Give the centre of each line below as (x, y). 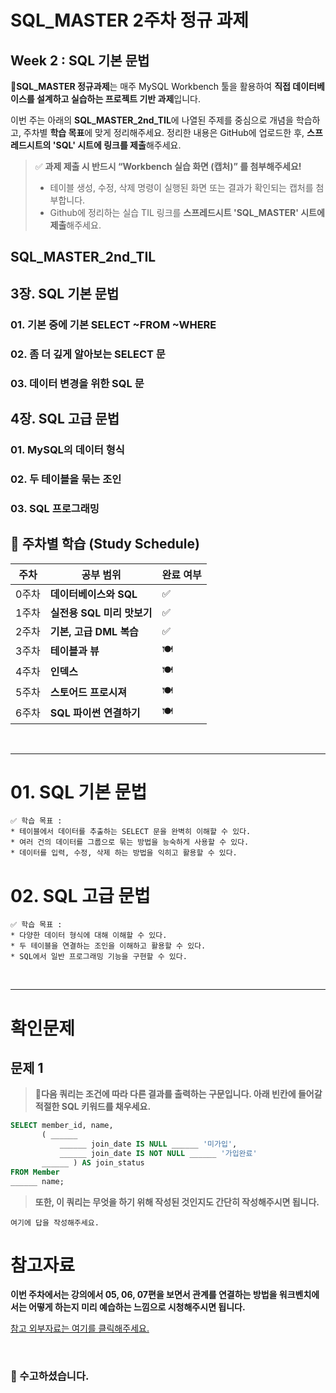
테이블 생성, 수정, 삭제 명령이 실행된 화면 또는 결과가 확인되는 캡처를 (181, 187)
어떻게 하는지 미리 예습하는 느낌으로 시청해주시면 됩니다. (137, 1307)
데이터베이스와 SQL (93, 594)
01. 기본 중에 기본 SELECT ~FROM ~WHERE (113, 324)
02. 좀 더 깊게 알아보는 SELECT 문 (88, 354)
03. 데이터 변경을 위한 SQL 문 (77, 383)
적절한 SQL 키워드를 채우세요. (93, 1107)
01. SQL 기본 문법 (79, 792)
